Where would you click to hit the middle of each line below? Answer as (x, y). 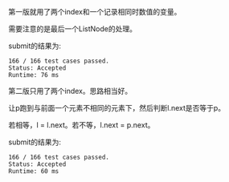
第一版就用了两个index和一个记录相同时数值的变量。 (95, 12)
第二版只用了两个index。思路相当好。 (70, 91)
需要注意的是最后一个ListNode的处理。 (72, 29)
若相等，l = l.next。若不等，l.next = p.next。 (82, 125)
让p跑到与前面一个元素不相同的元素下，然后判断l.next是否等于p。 (117, 108)
